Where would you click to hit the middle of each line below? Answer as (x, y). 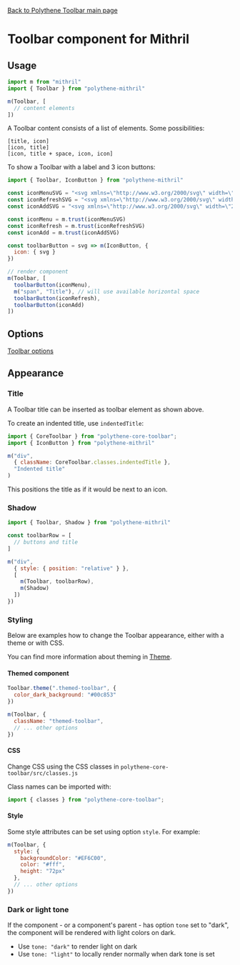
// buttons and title (46, 542)
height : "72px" (43, 871)
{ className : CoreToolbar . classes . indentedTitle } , (92, 462)
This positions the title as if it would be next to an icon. (87, 489)
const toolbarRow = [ (40, 536)
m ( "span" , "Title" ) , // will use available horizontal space (107, 291)
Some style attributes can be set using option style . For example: (104, 831)
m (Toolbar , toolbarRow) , (57, 581)
